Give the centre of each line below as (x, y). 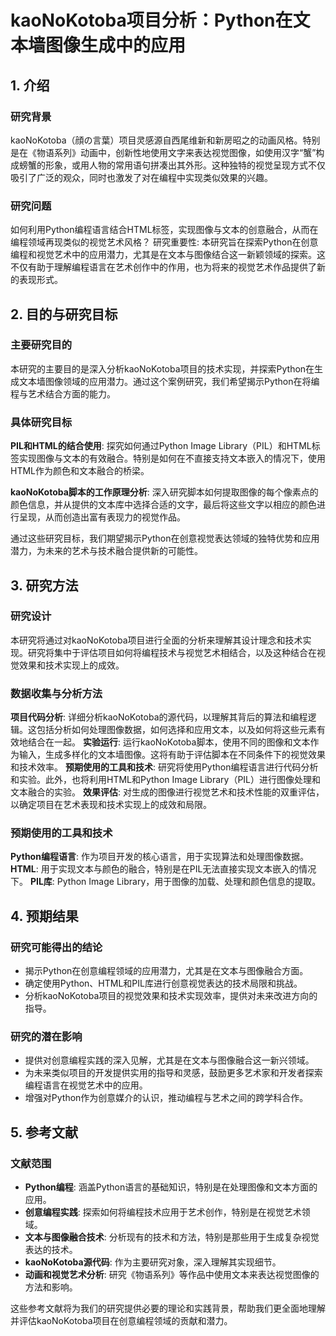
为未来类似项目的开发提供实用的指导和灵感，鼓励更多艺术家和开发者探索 (173, 1073)
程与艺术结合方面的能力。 (63, 393)
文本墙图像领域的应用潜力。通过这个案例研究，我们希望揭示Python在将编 (169, 381)
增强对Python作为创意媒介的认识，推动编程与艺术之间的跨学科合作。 (166, 1098)
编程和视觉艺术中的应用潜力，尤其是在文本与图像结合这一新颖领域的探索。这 (168, 255)
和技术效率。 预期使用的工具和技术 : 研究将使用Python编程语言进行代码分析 (164, 767)
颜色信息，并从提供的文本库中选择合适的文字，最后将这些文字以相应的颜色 (163, 505)
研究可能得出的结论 (56, 947)
